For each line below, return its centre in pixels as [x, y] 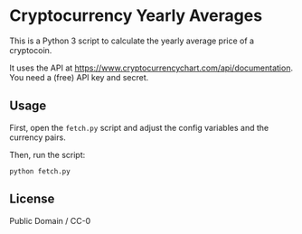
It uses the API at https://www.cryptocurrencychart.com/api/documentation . [151, 68]
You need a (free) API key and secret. [79, 77]
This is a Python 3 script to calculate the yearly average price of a [132, 41]
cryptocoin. [31, 50]
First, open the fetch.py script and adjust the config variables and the [139, 127]
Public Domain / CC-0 [50, 220]
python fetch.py [40, 171]
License [32, 199]
